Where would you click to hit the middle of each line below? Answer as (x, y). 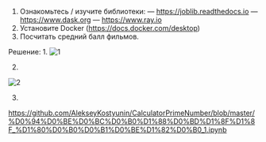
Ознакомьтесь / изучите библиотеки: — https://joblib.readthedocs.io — (139, 11)
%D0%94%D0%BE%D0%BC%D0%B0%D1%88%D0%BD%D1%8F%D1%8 (132, 121)
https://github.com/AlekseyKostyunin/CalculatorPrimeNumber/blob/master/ (132, 113)
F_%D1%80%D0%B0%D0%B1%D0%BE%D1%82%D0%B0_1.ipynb (118, 130)
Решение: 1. (28, 52)
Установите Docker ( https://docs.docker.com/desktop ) (110, 28)
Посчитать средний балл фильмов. (79, 36)
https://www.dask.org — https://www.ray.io (91, 20)
